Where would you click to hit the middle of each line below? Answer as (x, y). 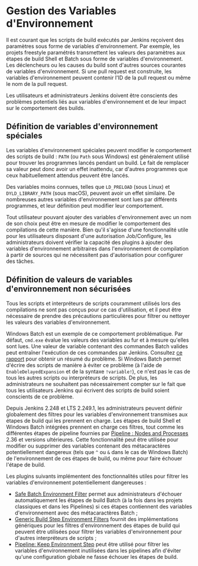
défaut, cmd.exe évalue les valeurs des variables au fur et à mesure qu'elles (98, 340)
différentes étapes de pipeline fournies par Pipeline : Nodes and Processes (97, 433)
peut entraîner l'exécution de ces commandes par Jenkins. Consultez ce (94, 352)
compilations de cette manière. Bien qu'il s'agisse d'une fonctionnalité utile (97, 230)
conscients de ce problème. (40, 396)
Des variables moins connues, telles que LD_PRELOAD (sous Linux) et (88, 186)
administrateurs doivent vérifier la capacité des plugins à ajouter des (90, 242)
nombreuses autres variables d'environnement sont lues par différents (92, 199)
